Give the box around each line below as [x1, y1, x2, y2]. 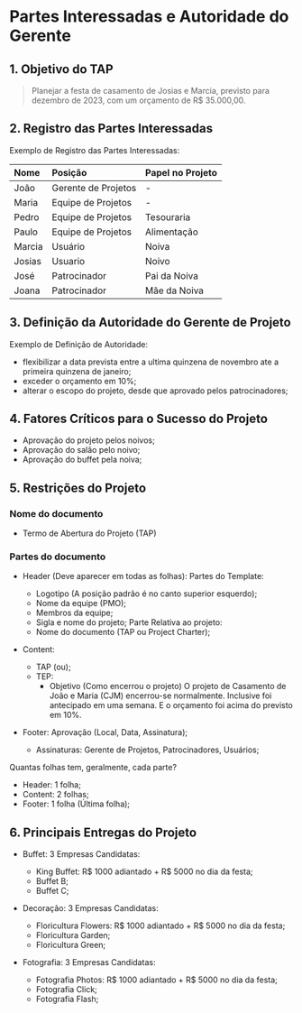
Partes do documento [9, 550, 106, 563]
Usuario [51, 254, 86, 267]
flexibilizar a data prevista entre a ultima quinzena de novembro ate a [22, 356, 279, 367]
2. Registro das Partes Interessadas [9, 121, 214, 136]
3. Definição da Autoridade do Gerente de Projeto [9, 315, 291, 330]
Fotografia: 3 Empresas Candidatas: [22, 957, 156, 968]
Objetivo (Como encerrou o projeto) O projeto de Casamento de [49, 681, 287, 692]
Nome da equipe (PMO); [35, 598, 127, 609]
